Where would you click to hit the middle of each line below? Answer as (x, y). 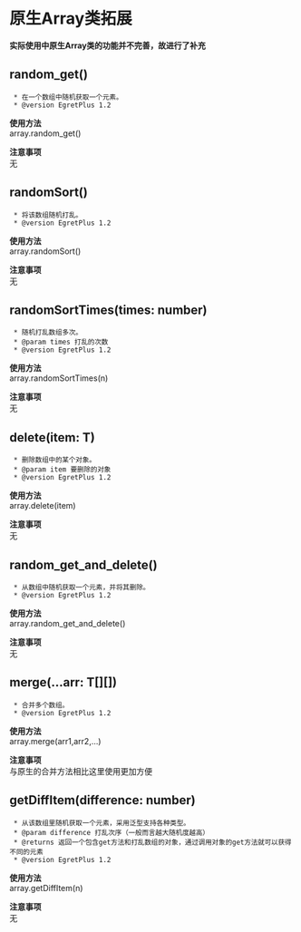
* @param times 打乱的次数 (61, 342)
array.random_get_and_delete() (68, 623)
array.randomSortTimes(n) (59, 378)
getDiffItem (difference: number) (103, 800)
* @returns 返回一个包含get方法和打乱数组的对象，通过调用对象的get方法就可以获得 (152, 842)
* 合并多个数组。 (41, 705)
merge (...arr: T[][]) (63, 682)
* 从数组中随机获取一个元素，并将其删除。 (82, 587)
